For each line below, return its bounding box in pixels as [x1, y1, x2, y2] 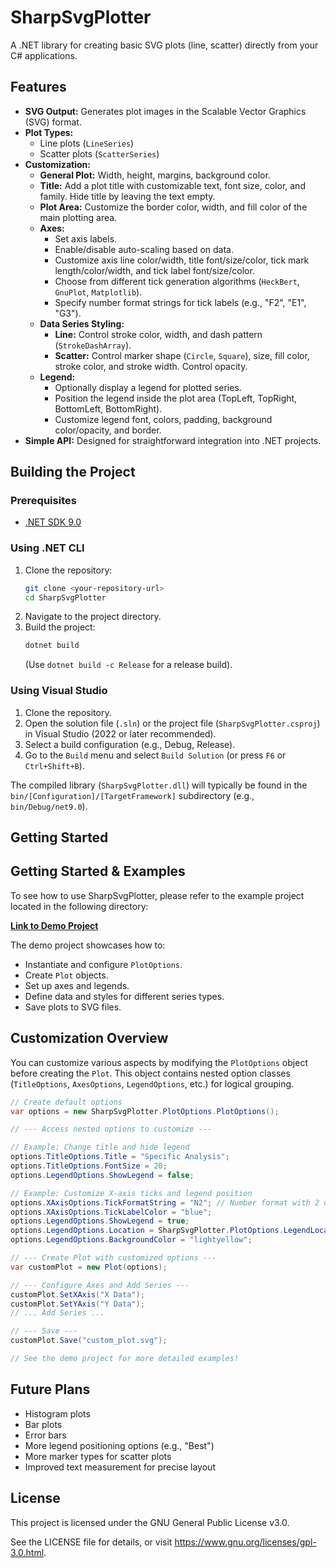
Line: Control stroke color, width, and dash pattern [54, 328, 263, 340]
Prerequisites [10, 494, 77, 508]
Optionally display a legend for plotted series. [54, 381, 242, 393]
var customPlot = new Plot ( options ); [10, 1262, 168, 1272]
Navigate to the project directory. [24, 611, 162, 623]
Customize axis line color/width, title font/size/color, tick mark [54, 254, 310, 266]
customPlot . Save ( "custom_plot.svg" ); [10, 1336, 168, 1346]
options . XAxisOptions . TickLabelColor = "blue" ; [10, 1207, 213, 1217]
